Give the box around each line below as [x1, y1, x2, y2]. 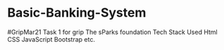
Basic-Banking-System [7, 5, 147, 21]
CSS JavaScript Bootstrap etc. [7, 35, 95, 43]
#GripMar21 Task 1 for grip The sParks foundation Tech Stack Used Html [7, 28, 218, 36]
